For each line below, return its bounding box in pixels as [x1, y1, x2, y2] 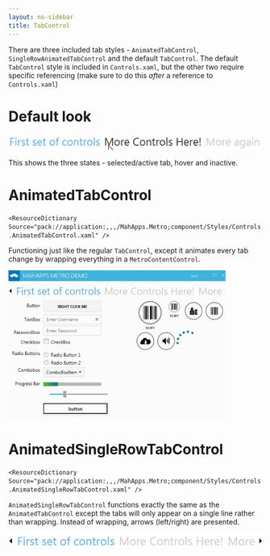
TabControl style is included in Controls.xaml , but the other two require [8, 61, 244, 72]
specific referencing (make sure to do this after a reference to [8, 70, 214, 80]
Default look [8, 107, 92, 125]
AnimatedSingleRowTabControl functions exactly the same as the [8, 500, 220, 509]
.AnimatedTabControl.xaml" [8, 231, 99, 240]
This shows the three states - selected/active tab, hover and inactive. [8, 158, 239, 168]
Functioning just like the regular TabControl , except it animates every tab [8, 245, 248, 255]
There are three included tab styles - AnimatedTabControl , [8, 44, 199, 54]
